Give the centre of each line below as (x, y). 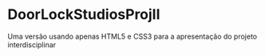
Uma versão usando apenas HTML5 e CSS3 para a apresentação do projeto (132, 36)
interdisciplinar (32, 44)
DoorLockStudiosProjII (84, 15)
